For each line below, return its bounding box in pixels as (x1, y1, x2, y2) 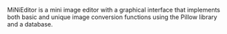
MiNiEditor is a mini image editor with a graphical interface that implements (7, 6, 221, 14)
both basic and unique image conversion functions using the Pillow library (7, 13, 217, 21)
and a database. (7, 20, 53, 28)
